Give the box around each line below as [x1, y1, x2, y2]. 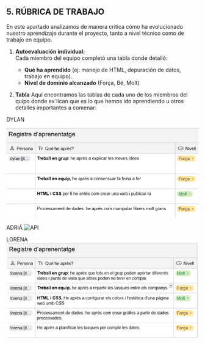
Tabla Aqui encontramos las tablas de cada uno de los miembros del [15, 90, 188, 98]
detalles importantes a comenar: [15, 104, 97, 111]
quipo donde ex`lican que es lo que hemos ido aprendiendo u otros [15, 97, 184, 104]
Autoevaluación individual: [15, 48, 85, 55]
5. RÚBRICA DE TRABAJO [6, 7, 105, 17]
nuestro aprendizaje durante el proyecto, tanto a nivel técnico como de [6, 29, 185, 37]
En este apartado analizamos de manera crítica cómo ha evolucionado [6, 23, 183, 30]
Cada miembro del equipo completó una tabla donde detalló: [15, 54, 168, 62]
